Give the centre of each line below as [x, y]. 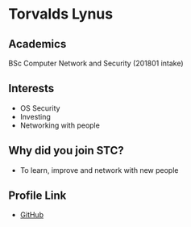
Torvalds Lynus [61, 14]
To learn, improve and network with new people [99, 170]
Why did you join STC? [66, 151]
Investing [35, 116]
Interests [31, 88]
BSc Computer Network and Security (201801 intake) [96, 63]
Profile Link [37, 196]
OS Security [40, 108]
